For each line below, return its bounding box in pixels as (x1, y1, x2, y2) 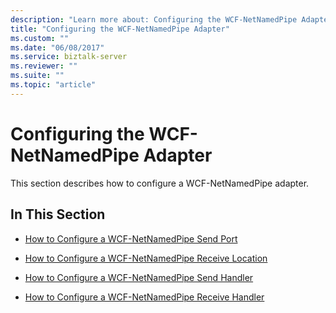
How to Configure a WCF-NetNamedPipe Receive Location (24, 252, 268, 264)
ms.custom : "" (10, 33, 70, 43)
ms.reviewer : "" (10, 61, 78, 71)
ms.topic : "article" (10, 80, 97, 90)
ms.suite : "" (10, 71, 65, 81)
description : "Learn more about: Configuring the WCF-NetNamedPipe (10, 14, 298, 25)
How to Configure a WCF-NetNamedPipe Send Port (24, 232, 238, 245)
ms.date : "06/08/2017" (10, 42, 105, 53)
